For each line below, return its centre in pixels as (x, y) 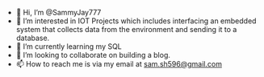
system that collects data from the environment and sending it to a (126, 29)
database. (33, 38)
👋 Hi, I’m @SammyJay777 (59, 12)
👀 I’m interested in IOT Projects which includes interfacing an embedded (136, 21)
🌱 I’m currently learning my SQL (69, 47)
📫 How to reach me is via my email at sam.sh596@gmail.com (119, 64)
